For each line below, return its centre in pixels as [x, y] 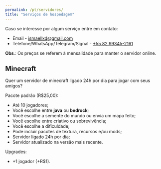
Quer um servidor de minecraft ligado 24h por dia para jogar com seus [78, 81]
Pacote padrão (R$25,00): [32, 95]
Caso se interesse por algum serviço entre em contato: [62, 28]
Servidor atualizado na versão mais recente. [58, 142]
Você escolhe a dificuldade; [41, 126]
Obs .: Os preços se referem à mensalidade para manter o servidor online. [81, 53]
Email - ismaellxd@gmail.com [43, 38]
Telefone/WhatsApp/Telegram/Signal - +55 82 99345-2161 [73, 43]
